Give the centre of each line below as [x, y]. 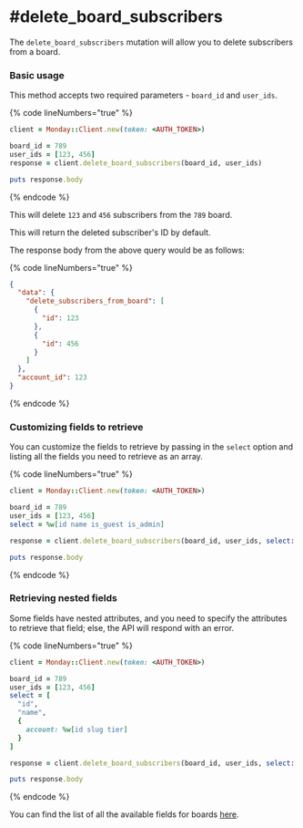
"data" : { [36, 293]
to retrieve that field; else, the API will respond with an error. [122, 627]
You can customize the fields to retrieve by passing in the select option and [151, 447]
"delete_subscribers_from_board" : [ [96, 301]
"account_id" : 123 [53, 378]
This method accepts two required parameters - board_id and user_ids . [143, 95]
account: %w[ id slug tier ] [77, 730]
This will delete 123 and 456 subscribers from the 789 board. [121, 214]
